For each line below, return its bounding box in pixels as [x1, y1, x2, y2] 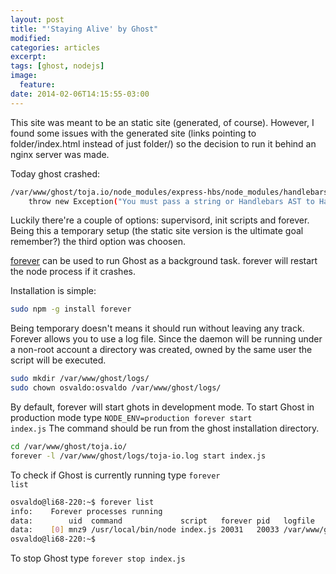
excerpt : [10, 52, 47, 62]
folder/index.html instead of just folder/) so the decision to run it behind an [10, 137, 317, 150]
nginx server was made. [10, 148, 110, 160]
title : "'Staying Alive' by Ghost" [10, 24, 159, 34]
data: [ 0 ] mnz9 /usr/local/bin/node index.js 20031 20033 [10, 525, 280, 535]
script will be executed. [10, 354, 107, 366]
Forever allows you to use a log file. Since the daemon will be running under [10, 333, 323, 345]
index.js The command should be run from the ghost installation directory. [10, 422, 320, 434]
